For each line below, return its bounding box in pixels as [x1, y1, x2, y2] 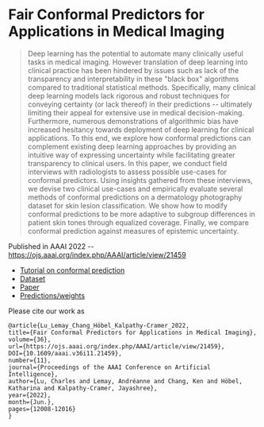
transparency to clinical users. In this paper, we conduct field [27, 158, 228, 168]
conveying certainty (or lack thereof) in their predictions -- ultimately [27, 99, 253, 109]
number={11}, [8, 356, 52, 364]
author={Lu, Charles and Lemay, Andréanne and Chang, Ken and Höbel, [8, 377, 243, 385]
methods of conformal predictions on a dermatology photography [27, 192, 243, 202]
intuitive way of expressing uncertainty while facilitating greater [27, 149, 235, 160]
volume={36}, [8, 336, 52, 344]
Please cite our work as [8, 306, 85, 316]
